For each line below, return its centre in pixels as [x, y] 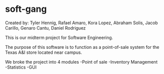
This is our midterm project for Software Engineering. [59, 37]
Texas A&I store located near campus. [44, 52]
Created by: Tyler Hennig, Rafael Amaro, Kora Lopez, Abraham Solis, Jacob [82, 23]
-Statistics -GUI [21, 67]
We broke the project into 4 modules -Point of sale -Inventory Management [81, 62]
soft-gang [26, 9]
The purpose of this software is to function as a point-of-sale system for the [82, 47]
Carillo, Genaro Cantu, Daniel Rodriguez [46, 28]
